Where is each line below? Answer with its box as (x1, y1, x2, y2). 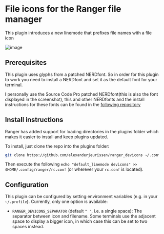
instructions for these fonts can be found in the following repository (5, 101, 141, 108)
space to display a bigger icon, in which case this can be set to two (12, 218, 147, 224)
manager (5, 14, 42, 25)
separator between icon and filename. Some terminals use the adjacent (12, 213, 156, 219)
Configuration (5, 180, 49, 189)
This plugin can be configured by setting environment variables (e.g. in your (5, 194, 158, 199)
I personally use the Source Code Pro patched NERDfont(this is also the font (5, 91, 158, 97)
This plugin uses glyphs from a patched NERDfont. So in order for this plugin (5, 72, 159, 77)
